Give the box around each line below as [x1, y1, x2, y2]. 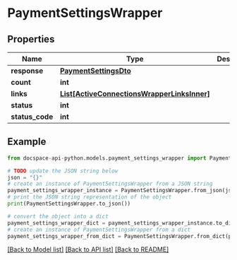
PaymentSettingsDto [59, 66, 132, 76]
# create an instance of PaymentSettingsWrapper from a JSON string [7, 180, 213, 188]
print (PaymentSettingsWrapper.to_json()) [7, 200, 131, 208]
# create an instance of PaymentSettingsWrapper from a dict [7, 226, 191, 233]
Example [7, 136, 47, 148]
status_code [11, 112, 54, 122]
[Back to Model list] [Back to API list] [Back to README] [7, 245, 169, 254]
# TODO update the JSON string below [7, 167, 119, 175]
